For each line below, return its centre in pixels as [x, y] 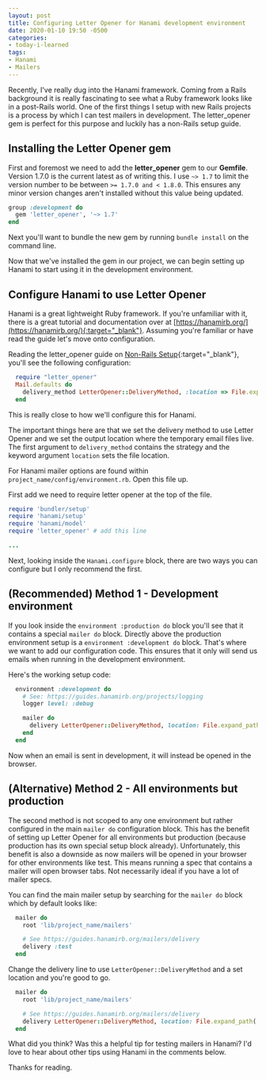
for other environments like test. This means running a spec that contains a [130, 863]
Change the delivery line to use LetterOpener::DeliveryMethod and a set [125, 969]
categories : [28, 38]
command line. [32, 246]
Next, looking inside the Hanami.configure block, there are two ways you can [133, 560]
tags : [17, 52]
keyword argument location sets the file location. [89, 455]
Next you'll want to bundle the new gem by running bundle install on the [129, 237]
